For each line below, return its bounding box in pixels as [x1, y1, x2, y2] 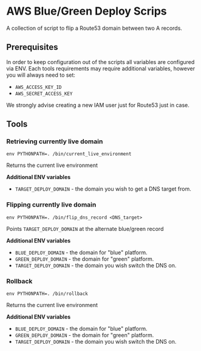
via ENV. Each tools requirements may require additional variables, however [6, 65, 196, 72]
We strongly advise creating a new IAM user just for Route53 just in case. [6, 101, 190, 108]
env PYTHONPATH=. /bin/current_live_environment [6, 151, 132, 157]
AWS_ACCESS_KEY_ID [15, 84, 62, 90]
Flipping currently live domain [6, 200, 97, 209]
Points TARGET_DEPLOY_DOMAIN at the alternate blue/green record [6, 225, 164, 232]
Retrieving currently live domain [6, 137, 103, 146]
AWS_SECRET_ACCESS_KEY [15, 90, 73, 97]
